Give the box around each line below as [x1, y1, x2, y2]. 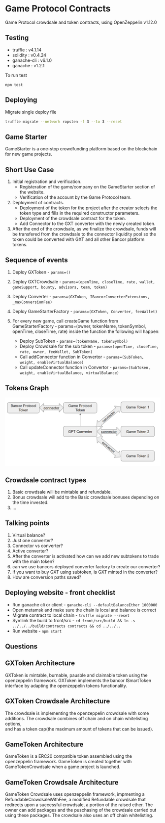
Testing [5, 34, 29, 42]
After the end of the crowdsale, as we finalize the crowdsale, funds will [12, 226, 156, 232]
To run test [5, 72, 27, 78]
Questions [5, 642, 38, 650]
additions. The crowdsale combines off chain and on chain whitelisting [5, 715, 148, 721]
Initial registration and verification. [12, 179, 82, 184]
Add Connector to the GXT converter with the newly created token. [19, 221, 156, 227]
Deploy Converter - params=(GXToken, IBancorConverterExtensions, [12, 293, 150, 299]
